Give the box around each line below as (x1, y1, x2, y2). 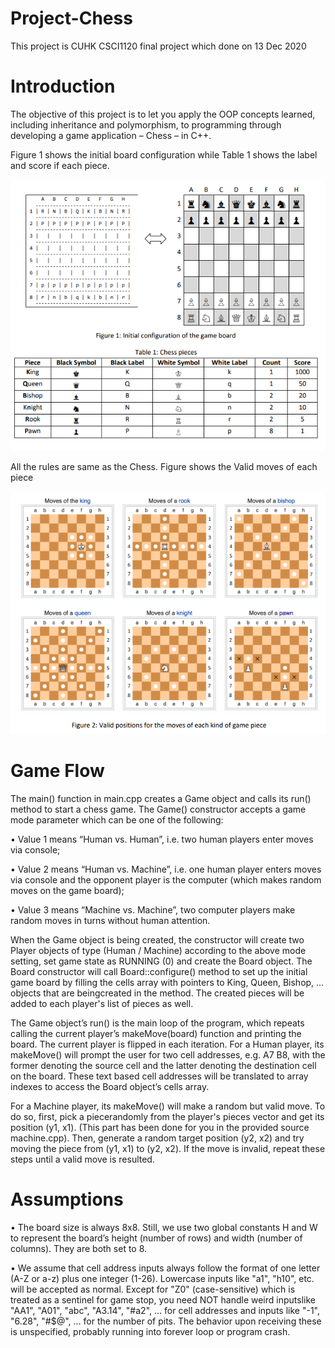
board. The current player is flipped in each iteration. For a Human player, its (10, 1038, 325, 1051)
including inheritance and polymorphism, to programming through (10, 118, 282, 131)
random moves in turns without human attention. (10, 915, 211, 927)
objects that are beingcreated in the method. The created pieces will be (10, 987, 305, 999)
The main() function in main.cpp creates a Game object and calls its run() (10, 793, 312, 805)
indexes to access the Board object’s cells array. (10, 1081, 210, 1093)
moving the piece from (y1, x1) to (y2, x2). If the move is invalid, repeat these (10, 1143, 326, 1155)
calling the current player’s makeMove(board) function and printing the (10, 1028, 302, 1040)
